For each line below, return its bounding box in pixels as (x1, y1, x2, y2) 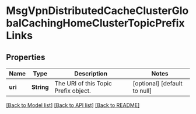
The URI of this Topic (54, 80, 112, 87)
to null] (132, 87, 152, 95)
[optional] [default (132, 80, 183, 87)
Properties (6, 52, 45, 62)
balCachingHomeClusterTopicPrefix (6, 16, 185, 30)
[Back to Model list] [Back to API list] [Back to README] (6, 102, 140, 109)
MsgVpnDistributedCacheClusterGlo (6, 4, 189, 18)
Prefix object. (54, 87, 92, 95)
